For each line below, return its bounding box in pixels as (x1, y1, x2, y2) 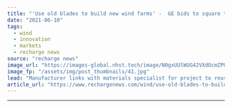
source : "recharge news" (7, 55, 79, 62)
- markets (13, 42, 41, 49)
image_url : (7, 62, 39, 69)
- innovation (13, 36, 51, 43)
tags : (7, 23, 23, 30)
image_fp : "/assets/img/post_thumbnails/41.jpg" (7, 68, 150, 75)
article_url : (7, 81, 45, 88)
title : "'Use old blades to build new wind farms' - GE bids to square (7, 10, 221, 17)
